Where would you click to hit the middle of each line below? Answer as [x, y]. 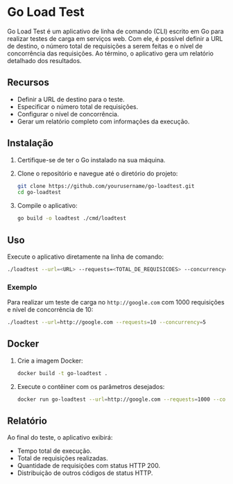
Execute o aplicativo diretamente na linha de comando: [86, 257]
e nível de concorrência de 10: [50, 310]
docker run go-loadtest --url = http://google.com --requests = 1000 [113, 399]
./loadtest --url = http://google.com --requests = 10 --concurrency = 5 [107, 322]
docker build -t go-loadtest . [62, 373]
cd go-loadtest [39, 192]
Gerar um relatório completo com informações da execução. [103, 121]
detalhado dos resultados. [44, 60]
